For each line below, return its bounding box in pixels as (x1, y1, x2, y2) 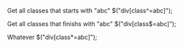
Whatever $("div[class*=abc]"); (7, 33, 97, 41)
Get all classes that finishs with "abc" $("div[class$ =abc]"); (7, 20, 177, 27)
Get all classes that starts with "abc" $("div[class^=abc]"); (7, 7, 173, 14)
